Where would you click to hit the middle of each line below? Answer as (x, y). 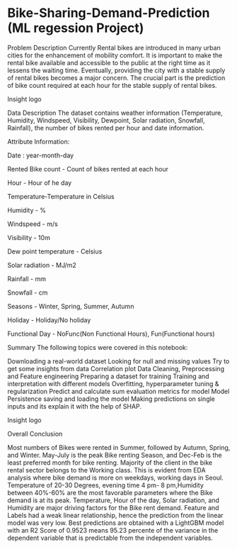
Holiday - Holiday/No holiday (49, 319)
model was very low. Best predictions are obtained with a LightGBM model (116, 523)
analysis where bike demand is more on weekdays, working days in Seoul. (116, 477)
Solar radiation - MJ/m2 (42, 265)
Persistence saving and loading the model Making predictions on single (111, 399)
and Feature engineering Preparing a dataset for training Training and (109, 376)
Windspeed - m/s (33, 224)
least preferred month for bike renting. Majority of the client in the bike (110, 463)
